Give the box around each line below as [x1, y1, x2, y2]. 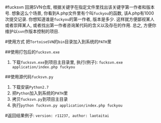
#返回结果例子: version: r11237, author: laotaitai [5, 113, 110, 118]
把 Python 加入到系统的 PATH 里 [12, 90, 68, 96]
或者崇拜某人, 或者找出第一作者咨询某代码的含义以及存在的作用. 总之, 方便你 [5, 22, 156, 28]
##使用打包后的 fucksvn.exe [5, 49, 60, 55]
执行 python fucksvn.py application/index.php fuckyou [12, 102, 123, 108]
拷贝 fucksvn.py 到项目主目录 [12, 96, 68, 102]
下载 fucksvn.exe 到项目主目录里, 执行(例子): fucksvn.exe [12, 60, 123, 65]
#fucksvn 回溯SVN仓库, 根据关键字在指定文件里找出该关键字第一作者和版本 [5, 4, 155, 10]
